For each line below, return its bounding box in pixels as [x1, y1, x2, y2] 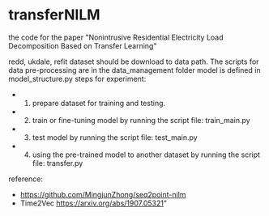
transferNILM [8, 6, 100, 24]
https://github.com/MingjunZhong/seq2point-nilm [19, 189, 186, 199]
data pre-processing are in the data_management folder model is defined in [8, 65, 261, 74]
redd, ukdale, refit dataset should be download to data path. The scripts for [8, 57, 259, 66]
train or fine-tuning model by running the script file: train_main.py [32, 115, 250, 125]
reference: [8, 174, 43, 184]
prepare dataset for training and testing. [32, 98, 166, 108]
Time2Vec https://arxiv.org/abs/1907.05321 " [19, 198, 168, 208]
